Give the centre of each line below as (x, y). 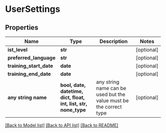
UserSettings (33, 9)
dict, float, (72, 98)
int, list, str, (74, 104)
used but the (111, 94)
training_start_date (30, 66)
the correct (109, 107)
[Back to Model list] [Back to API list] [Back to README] (62, 125)
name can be (111, 88)
